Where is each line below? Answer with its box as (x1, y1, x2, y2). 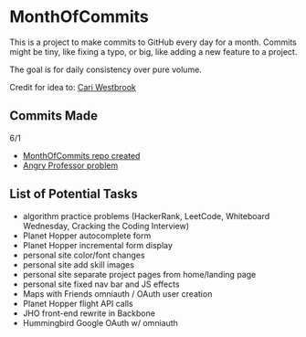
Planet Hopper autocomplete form (22, 230, 152, 241)
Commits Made (9, 108, 99, 124)
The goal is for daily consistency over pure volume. (9, 64, 203, 75)
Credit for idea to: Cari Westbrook (9, 81, 137, 92)
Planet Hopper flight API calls (22, 298, 134, 309)
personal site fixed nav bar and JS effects (22, 279, 180, 290)
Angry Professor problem (22, 160, 119, 171)
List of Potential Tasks (9, 186, 139, 202)
